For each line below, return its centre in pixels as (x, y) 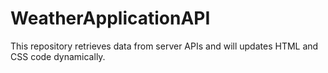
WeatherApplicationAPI (110, 18)
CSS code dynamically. (58, 56)
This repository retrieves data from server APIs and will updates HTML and (164, 46)
